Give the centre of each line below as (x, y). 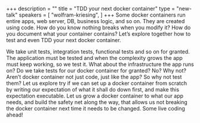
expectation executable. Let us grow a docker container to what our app (95, 96)
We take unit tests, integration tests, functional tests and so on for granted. (98, 52)
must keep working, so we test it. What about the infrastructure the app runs (100, 64)
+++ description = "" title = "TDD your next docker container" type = (91, 9)
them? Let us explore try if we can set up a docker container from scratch (97, 83)
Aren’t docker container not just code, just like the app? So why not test (94, 77)
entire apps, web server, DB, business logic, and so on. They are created (96, 21)
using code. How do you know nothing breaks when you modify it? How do (99, 27)
